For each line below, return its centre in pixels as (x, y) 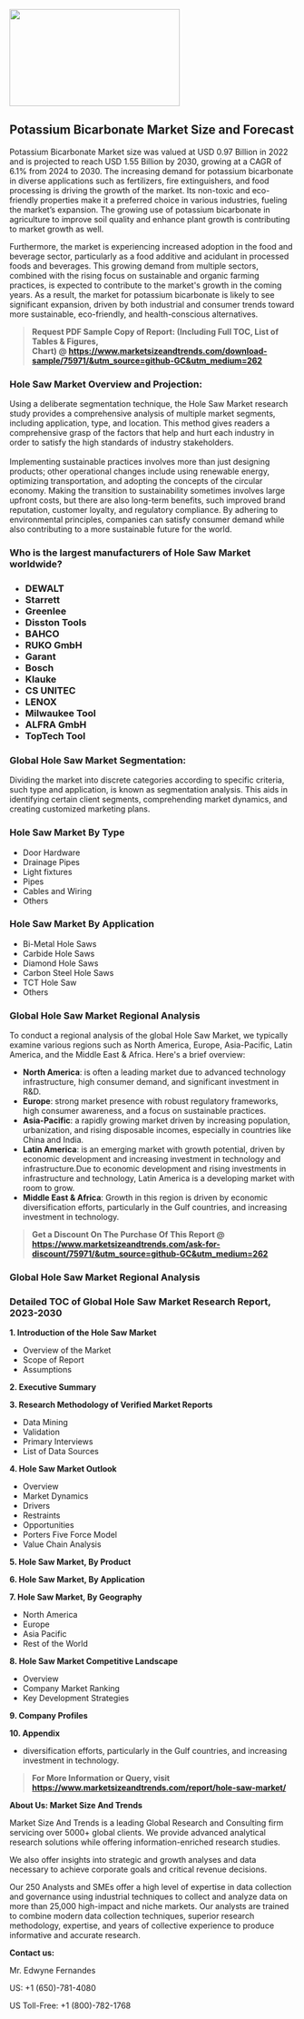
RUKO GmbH (54, 645)
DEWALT (45, 588)
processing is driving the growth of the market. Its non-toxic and (130, 190)
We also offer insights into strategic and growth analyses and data (133, 1860)
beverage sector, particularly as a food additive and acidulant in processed (149, 256)
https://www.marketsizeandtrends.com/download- (168, 350)
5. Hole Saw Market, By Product (70, 1562)
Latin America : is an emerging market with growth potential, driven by (154, 1149)
